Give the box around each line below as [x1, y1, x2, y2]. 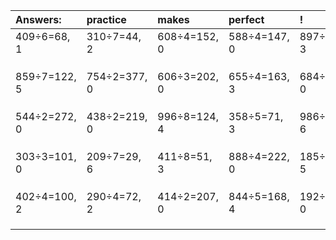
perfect [228, 13, 265, 26]
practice [86, 13, 127, 26]
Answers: [15, 13, 62, 26]
